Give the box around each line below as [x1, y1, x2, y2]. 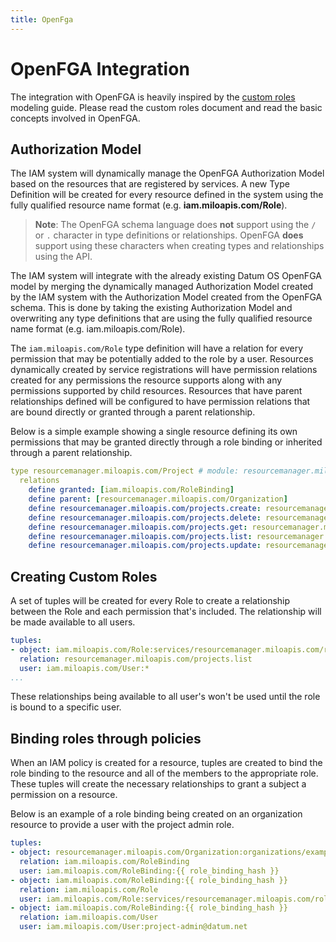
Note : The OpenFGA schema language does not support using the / [34, 219, 317, 231]
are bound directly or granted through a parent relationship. [10, 406, 256, 418]
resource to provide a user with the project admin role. [10, 819, 235, 831]
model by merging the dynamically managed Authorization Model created [10, 281, 314, 293]
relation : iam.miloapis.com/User [19, 912, 159, 923]
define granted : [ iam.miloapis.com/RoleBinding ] [28, 485, 235, 495]
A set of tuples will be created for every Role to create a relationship [10, 595, 291, 607]
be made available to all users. [10, 616, 136, 628]
